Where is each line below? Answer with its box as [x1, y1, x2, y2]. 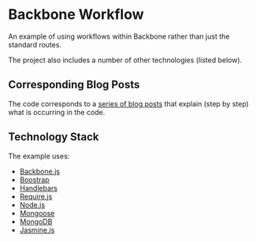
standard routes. [8, 39, 61, 49]
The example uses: [8, 151, 70, 161]
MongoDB [19, 217, 53, 226]
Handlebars [19, 183, 58, 192]
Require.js [19, 192, 53, 201]
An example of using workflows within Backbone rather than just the [8, 32, 230, 41]
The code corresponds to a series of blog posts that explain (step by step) [8, 99, 250, 108]
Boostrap [19, 175, 50, 184]
